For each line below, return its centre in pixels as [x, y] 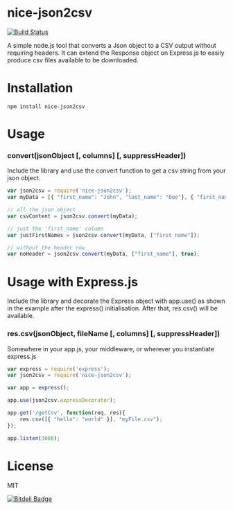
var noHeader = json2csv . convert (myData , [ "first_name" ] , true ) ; [104, 254]
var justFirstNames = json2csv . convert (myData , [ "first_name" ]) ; [103, 235]
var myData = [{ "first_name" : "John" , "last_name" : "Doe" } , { [101, 197]
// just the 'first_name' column [55, 229]
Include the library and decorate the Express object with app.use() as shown [116, 301]
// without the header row [46, 247]
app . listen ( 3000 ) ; [34, 438]
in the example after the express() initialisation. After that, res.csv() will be [113, 308]
